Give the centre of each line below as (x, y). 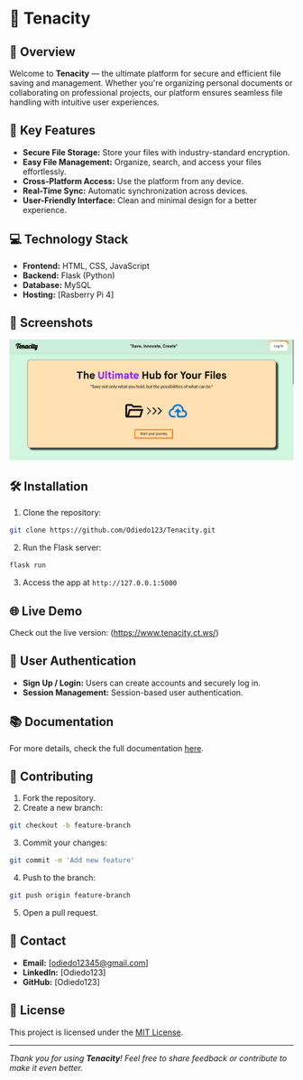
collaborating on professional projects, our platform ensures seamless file (146, 93)
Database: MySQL (57, 284)
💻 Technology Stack (69, 240)
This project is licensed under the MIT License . (96, 1032)
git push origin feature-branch (70, 896)
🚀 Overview (42, 52)
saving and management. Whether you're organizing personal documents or (151, 83)
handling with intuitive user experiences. (84, 102)
